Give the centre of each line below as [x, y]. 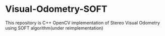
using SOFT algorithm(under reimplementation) [54, 28]
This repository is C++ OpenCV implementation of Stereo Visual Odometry [83, 23]
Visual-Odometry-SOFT [56, 9]
